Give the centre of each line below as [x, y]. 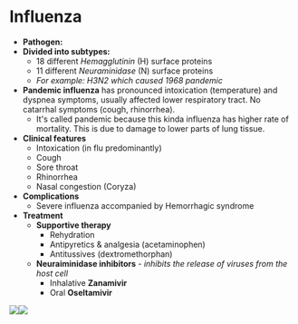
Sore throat [57, 167]
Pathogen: [43, 42]
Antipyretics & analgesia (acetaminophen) [127, 244]
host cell [52, 273]
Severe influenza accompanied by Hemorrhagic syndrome [145, 205]
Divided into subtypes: [66, 51]
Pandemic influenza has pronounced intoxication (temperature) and [150, 90]
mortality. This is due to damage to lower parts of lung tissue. [150, 128]
